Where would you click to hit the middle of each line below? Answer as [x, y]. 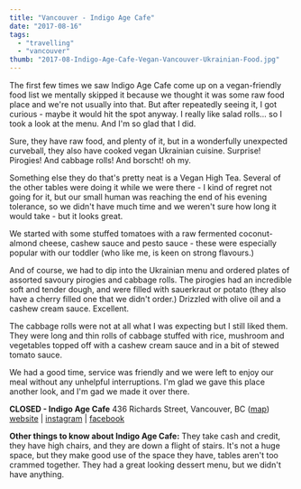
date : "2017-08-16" [46, 26]
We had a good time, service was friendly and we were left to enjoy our [141, 372]
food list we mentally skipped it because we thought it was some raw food [147, 95]
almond [23, 243]
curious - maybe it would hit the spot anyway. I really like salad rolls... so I [146, 114]
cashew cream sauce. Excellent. [69, 309]
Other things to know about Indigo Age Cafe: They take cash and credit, [145, 436]
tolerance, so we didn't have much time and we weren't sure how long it [143, 207]
